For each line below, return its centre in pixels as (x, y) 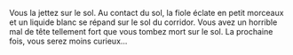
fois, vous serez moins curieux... (68, 41)
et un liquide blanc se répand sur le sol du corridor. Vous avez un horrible (143, 22)
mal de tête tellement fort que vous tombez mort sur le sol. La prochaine (141, 31)
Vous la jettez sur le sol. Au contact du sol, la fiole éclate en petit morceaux (146, 13)
